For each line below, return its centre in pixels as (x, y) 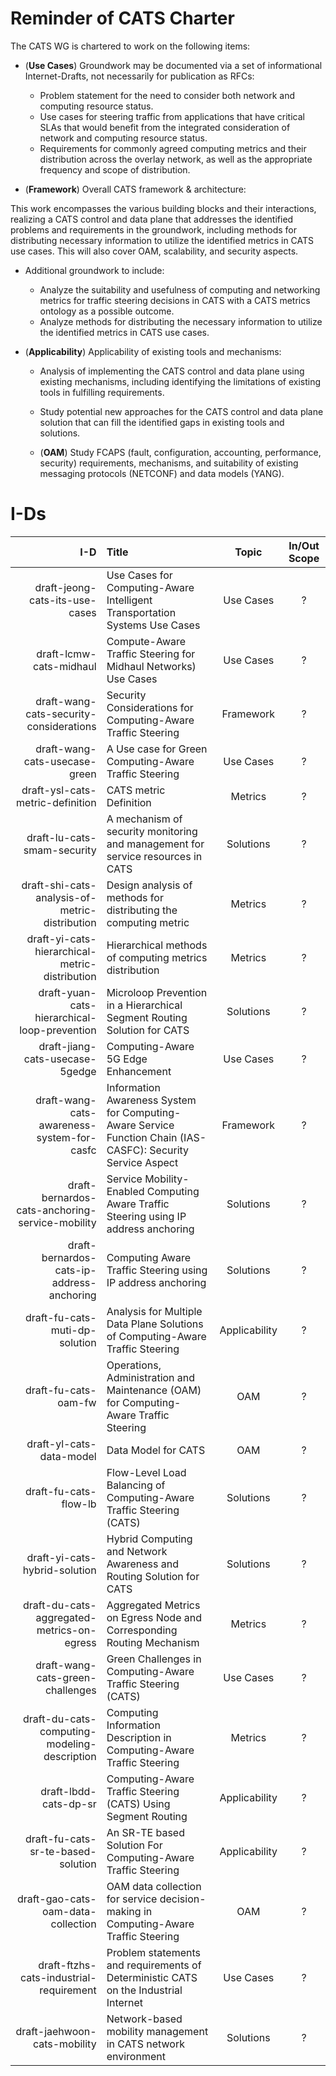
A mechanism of (144, 819)
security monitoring (152, 831)
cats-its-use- (63, 600)
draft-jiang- (67, 1046)
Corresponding (142, 1630)
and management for (155, 844)
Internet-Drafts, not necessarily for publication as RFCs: (139, 76)
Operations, (134, 1365)
